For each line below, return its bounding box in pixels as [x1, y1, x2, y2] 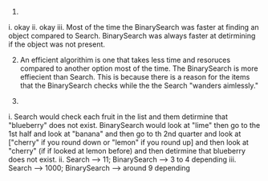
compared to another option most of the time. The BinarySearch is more [19, 64, 258, 73]
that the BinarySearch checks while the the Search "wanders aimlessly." [19, 80, 259, 90]
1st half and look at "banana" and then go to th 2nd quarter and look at [8, 129, 242, 138]
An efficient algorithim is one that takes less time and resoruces [19, 56, 231, 64]
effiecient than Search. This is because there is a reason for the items [19, 72, 250, 81]
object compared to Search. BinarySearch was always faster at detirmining [8, 31, 256, 40]
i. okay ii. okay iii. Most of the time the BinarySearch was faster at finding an [8, 23, 259, 31]
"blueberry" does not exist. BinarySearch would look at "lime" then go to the [8, 121, 261, 130]
